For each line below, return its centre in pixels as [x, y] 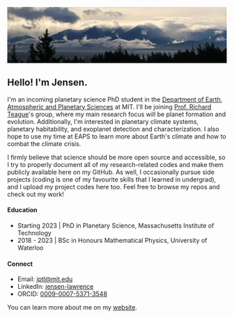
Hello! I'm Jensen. [47, 82]
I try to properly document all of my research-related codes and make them [116, 164]
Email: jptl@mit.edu [45, 279]
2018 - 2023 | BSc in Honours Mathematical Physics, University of [112, 240]
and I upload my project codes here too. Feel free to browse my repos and [114, 186]
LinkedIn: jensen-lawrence [55, 287]
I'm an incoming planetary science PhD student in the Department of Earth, [115, 99]
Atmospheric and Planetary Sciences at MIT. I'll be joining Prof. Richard [109, 106]
